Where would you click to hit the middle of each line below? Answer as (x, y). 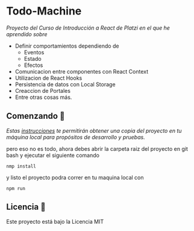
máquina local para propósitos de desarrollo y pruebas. (76, 137)
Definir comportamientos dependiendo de (67, 46)
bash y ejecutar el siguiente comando (53, 155)
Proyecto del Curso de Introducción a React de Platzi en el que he (88, 28)
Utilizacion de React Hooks (48, 78)
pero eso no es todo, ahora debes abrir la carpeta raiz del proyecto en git (97, 148)
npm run (16, 188)
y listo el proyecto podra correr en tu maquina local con (75, 177)
